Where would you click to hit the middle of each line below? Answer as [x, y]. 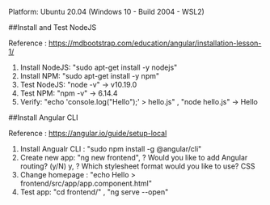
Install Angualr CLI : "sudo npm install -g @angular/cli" [111, 149]
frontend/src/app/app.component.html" [86, 183]
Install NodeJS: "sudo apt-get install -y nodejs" [99, 67]
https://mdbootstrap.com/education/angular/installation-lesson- [155, 43]
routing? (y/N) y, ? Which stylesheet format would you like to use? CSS [137, 166]
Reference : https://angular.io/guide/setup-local [88, 133]
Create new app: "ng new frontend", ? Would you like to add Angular [134, 158]
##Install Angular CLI [43, 117]
